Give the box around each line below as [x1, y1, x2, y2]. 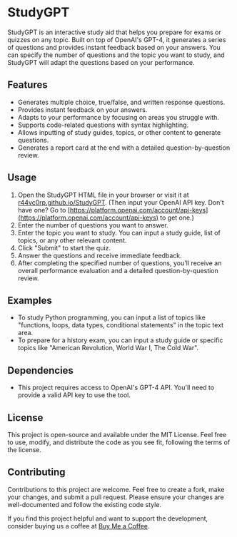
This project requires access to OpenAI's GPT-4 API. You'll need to [17, 383, 215, 392]
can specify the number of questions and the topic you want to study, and [7, 51, 225, 59]
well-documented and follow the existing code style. [7, 500, 162, 508]
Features [7, 79, 48, 91]
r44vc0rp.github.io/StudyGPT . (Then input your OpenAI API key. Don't [17, 198, 225, 207]
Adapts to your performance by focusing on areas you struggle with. [17, 113, 220, 121]
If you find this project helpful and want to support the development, [7, 514, 208, 523]
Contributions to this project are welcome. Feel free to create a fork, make [7, 485, 225, 493]
